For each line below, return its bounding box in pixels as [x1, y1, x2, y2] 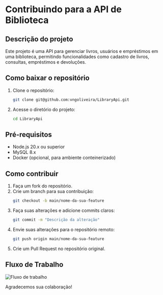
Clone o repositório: [12, 87, 55, 93]
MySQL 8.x [12, 149, 36, 155]
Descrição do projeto [5, 35, 73, 43]
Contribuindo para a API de [5, 4, 122, 15]
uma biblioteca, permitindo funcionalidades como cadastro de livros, [5, 53, 149, 60]
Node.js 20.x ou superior [12, 144, 65, 150]
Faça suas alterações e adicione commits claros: [12, 207, 115, 213]
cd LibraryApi [12, 116, 43, 121]
